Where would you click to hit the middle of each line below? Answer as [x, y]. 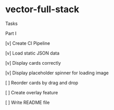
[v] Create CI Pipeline [28, 43]
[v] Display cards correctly [33, 63]
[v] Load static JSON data [32, 53]
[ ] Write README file [27, 102]
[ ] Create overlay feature [32, 92]
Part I [11, 33]
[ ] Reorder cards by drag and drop [42, 82]
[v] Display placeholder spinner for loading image [57, 73]
